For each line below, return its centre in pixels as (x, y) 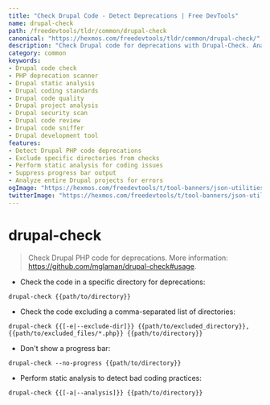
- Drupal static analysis (51, 83)
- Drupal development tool (53, 135)
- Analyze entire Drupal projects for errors (86, 181)
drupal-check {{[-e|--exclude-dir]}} (72, 326)
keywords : (25, 61)
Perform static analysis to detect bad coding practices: (111, 378)
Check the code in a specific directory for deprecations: (112, 282)
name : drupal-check (41, 23)
